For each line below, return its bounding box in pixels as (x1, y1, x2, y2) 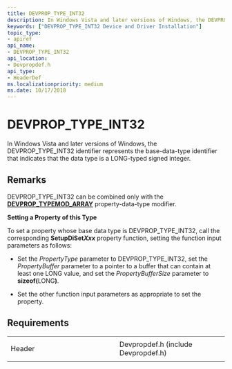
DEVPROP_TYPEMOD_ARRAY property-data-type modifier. (7, 199, 177, 208)
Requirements (7, 317, 69, 329)
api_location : (7, 55, 48, 62)
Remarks (7, 174, 47, 186)
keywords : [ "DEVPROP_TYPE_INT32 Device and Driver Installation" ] (7, 23, 202, 30)
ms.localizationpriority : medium (7, 81, 104, 88)
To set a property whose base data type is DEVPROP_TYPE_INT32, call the (7, 226, 220, 235)
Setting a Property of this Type (7, 213, 97, 221)
